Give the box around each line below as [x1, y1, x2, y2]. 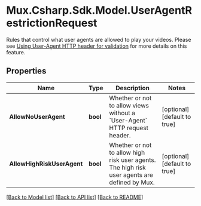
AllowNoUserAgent [9, 112, 65, 121]
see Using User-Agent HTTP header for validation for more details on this [6, 42, 187, 50]
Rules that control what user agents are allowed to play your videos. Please [6, 36, 191, 43]
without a [109, 109, 136, 117]
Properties [6, 66, 47, 76]
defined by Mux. [109, 178, 155, 186]
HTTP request [109, 124, 148, 132]
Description [115, 84, 150, 92]
